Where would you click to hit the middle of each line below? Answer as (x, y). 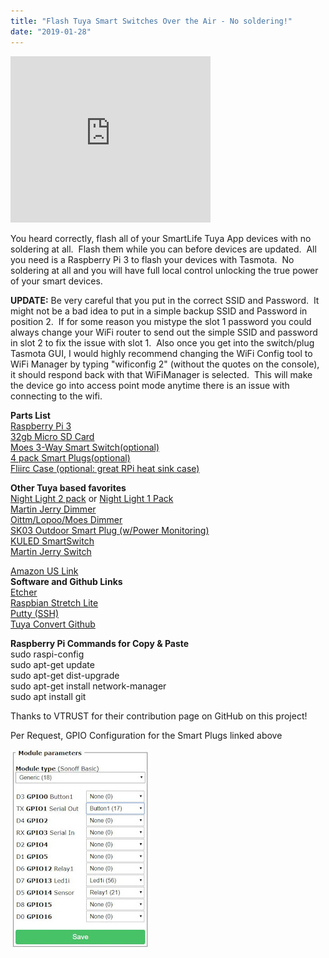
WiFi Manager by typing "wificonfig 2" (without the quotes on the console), (165, 364)
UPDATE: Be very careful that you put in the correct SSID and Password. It (165, 300)
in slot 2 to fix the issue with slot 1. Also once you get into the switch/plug (162, 342)
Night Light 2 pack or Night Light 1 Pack (92, 498)
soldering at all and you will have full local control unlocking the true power (164, 270)
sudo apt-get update (52, 664)
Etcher (24, 592)
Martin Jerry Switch (51, 551)
